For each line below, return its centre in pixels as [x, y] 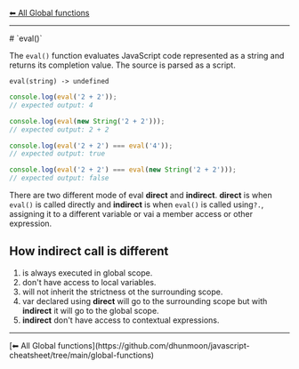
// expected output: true [57, 154]
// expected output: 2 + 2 [59, 129]
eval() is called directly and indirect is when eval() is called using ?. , [137, 205]
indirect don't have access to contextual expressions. [121, 320]
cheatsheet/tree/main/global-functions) [81, 355]
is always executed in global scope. [87, 273]
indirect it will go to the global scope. [90, 310]
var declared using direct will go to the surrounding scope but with [145, 301]
